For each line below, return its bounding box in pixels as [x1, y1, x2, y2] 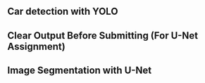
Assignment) [7, 40, 66, 52]
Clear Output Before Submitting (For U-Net [7, 30, 199, 41]
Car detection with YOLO [7, 6, 118, 18]
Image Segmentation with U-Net [7, 65, 152, 77]
